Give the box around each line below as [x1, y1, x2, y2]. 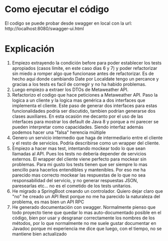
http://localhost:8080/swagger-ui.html [5, 25, 84, 31]
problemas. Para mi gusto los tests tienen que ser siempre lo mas [12, 161, 148, 167]
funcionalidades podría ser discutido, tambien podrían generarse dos [12, 108, 156, 114]
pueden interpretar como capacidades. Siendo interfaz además [12, 124, 144, 130]
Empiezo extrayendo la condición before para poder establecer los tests [12, 59, 162, 66]
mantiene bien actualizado [12, 230, 67, 237]
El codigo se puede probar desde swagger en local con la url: [5, 20, 132, 26]
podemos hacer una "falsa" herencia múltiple [12, 129, 106, 135]
